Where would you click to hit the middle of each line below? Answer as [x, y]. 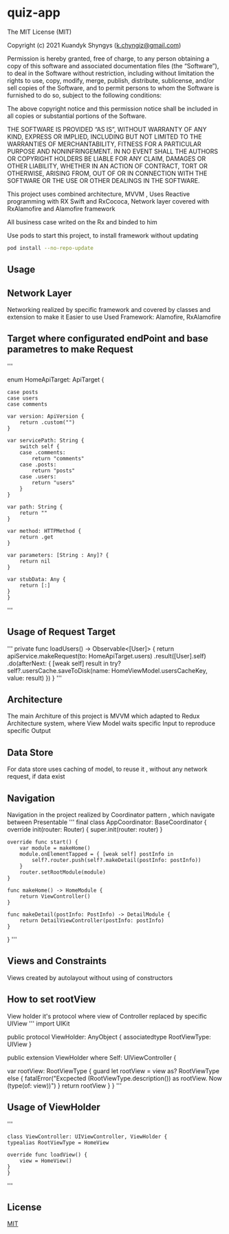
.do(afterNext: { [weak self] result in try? [64, 663]
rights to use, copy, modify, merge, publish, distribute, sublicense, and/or [111, 80]
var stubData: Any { [37, 579]
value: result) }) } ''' [35, 678]
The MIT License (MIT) [40, 32]
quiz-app [34, 13]
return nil [35, 561]
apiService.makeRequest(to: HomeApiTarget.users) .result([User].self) [107, 656]
